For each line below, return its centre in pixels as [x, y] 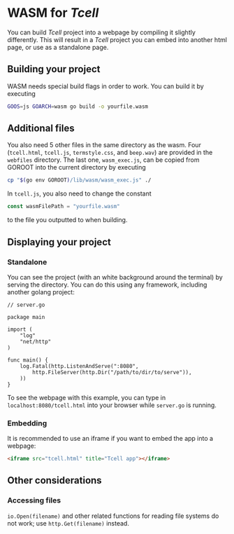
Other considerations [55, 480]
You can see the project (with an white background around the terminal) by [115, 277]
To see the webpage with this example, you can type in [87, 397]
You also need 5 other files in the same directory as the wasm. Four [104, 145]
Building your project [54, 69]
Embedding [27, 423]
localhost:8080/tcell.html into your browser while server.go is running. [112, 405]
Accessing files [34, 500]
